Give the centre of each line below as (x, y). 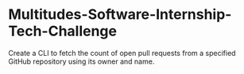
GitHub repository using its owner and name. (81, 61)
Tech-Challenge (63, 31)
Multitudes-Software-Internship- (120, 15)
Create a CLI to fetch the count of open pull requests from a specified (122, 53)
